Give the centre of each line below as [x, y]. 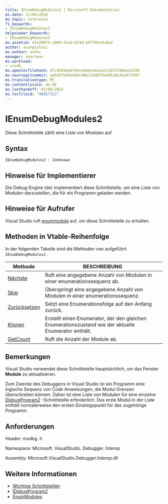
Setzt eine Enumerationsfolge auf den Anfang [98, 304]
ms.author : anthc [23, 52]
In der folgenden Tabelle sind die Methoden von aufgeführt [66, 249]
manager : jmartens [24, 57]
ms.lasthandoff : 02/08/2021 [34, 89]
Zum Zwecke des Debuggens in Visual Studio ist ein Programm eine [75, 384]
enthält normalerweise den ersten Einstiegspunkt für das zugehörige [76, 406]
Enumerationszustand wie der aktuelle [90, 325]
